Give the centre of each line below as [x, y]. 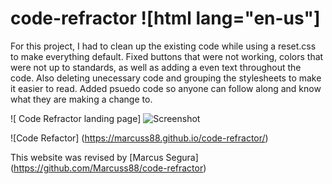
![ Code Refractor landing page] [76, 118]
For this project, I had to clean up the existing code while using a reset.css [163, 46]
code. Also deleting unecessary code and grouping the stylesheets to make [166, 78]
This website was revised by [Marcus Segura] [104, 157]
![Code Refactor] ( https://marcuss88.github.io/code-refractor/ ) [139, 138]
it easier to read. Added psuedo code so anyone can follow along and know [166, 88]
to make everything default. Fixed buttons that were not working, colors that [167, 56]
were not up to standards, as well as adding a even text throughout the [156, 67]
